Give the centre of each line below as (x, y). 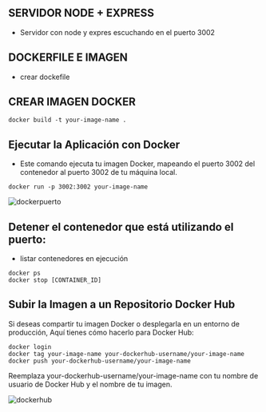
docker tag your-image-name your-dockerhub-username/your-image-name (127, 354)
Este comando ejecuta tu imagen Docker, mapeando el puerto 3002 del (137, 164)
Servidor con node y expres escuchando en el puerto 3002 (117, 32)
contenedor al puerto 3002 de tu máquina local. (99, 172)
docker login (30, 347)
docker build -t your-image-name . (67, 120)
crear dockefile (45, 77)
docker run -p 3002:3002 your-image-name (78, 187)
